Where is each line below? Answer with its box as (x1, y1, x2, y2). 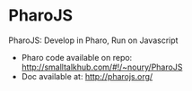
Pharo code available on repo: (21, 52, 133, 62)
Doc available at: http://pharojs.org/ (21, 70, 153, 81)
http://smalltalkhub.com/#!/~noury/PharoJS (21, 62, 183, 72)
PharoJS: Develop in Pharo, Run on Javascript (8, 35, 179, 45)
